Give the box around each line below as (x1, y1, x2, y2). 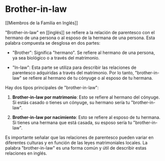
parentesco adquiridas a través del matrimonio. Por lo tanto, (12, 69, 134, 75)
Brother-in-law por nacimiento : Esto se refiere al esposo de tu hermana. (12, 114, 161, 120)
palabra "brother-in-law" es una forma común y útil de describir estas (5, 145, 147, 151)
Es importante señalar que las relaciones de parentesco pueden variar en (5, 134, 154, 140)
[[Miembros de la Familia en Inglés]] (5, 20, 78, 26)
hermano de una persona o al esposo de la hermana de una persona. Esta (5, 35, 155, 41)
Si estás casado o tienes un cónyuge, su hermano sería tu (12, 99, 130, 105)
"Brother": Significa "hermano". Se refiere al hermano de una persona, (12, 50, 155, 55)
